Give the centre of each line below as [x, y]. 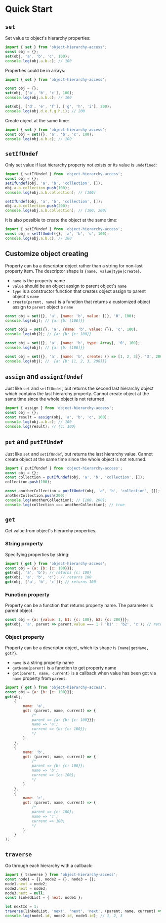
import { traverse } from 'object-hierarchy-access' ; [62, 875]
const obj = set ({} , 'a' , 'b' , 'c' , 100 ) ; [49, 134]
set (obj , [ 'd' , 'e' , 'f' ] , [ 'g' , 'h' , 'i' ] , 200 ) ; [58, 106]
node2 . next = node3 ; [26, 888]
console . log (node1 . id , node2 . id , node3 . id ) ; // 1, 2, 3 [64, 916]
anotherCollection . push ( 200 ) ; [36, 496]
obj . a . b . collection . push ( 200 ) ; [37, 206]
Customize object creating [47, 254]
